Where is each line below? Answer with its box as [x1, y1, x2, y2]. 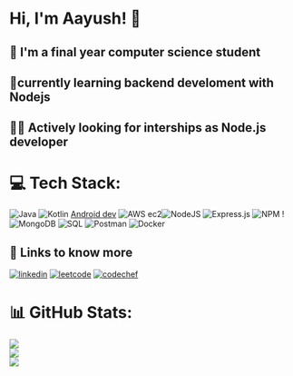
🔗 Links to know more [9, 244, 133, 260]
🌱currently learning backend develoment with [9, 74, 275, 90]
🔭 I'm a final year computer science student [9, 45, 261, 60]
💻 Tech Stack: [9, 173, 122, 193]
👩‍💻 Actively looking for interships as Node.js [9, 120, 267, 135]
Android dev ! [71, 209, 285, 220]
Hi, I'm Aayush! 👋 [9, 8, 142, 29]
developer [9, 134, 68, 150]
